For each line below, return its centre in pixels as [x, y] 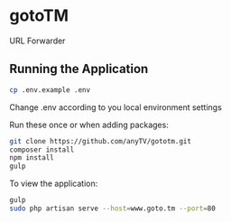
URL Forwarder [37, 41]
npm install [32, 158]
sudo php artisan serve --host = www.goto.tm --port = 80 [113, 208]
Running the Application [79, 69]
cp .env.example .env [50, 90]
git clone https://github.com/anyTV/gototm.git [101, 141]
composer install [42, 150]
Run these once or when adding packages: [89, 125]
